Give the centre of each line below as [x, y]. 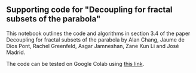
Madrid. [16, 52]
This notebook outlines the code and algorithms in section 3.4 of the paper [98, 33]
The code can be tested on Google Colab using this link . [75, 64]
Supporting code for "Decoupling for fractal [89, 10]
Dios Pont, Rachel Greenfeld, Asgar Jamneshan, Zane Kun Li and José [93, 46]
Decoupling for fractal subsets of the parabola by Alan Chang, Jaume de [96, 39]
